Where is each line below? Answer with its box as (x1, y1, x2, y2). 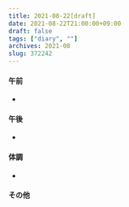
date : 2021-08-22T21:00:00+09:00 (8, 19, 122, 28)
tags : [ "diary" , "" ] (8, 34, 79, 43)
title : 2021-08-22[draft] (8, 11, 96, 20)
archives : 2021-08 (8, 42, 71, 50)
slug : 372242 (8, 50, 53, 58)
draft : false (8, 27, 53, 35)
